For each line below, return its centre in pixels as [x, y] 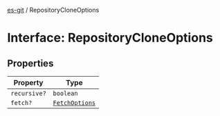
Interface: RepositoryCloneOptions [110, 38]
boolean [65, 94]
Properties [30, 63]
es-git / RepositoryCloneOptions [53, 10]
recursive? [28, 94]
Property [28, 83]
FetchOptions [74, 103]
